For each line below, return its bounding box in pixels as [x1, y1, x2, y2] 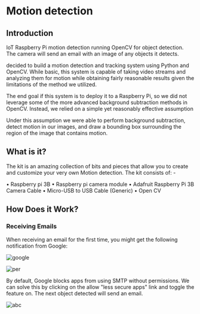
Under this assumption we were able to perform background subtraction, [6, 117, 186, 124]
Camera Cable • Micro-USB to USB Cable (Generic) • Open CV [6, 187, 161, 194]
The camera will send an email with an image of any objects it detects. [6, 50, 179, 57]
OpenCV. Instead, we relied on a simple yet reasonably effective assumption [6, 105, 194, 112]
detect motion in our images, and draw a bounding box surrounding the [6, 123, 182, 130]
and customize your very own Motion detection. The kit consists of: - [6, 169, 176, 176]
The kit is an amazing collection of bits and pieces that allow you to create [6, 163, 189, 170]
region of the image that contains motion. [6, 130, 108, 136]
